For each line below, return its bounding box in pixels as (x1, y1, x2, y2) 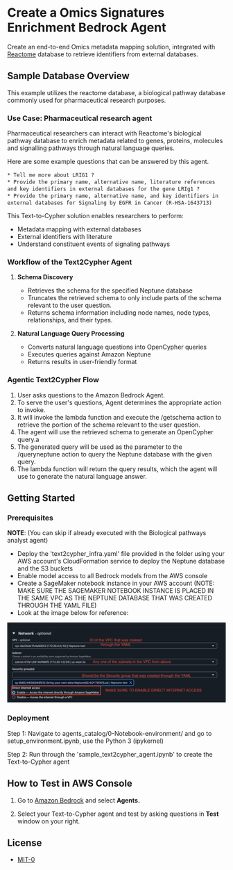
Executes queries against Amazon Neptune (27, 350, 151, 359)
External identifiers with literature (17, 233, 112, 241)
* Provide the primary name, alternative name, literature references (7, 179, 216, 186)
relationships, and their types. (27, 316, 113, 325)
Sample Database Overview (7, 70, 130, 82)
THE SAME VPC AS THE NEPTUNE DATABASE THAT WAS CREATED (17, 594, 213, 602)
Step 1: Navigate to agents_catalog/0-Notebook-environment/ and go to (7, 729, 212, 737)
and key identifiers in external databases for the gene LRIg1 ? (7, 186, 200, 192)
